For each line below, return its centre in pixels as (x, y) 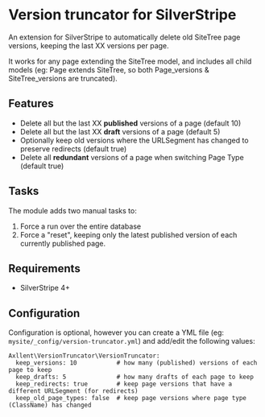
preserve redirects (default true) (73, 149)
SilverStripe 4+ (45, 288)
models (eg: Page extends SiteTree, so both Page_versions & (109, 69)
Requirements (44, 268)
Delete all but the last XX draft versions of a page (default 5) (120, 131)
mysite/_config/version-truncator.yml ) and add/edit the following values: (132, 341)
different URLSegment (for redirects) (73, 391)
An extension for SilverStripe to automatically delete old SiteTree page (124, 37)
